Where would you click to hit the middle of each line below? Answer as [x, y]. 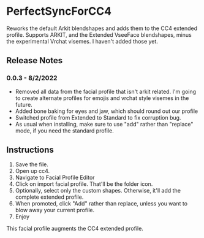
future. [24, 104]
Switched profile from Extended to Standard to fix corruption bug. [98, 117]
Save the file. [32, 164]
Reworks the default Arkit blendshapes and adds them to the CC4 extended [102, 28]
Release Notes [35, 60]
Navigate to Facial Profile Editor [55, 178]
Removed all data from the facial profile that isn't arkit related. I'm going [106, 91]
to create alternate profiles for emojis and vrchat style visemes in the [102, 98]
